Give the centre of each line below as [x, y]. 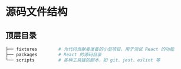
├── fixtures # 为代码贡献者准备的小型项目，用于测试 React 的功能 [90, 49]
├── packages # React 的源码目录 [53, 54]
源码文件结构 [37, 12]
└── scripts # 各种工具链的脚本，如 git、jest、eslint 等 [83, 60]
